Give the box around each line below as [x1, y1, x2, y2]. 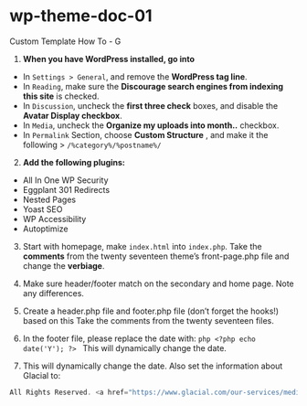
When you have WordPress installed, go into [22, 53, 195, 64]
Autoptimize [22, 223, 69, 234]
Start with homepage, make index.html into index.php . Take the [22, 240, 262, 251]
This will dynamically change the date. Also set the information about [22, 360, 283, 371]
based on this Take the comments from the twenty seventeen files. [22, 315, 274, 326]
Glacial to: [22, 369, 61, 380]
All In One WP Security [22, 175, 109, 186]
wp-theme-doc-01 [9, 5, 153, 27]
